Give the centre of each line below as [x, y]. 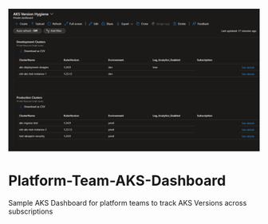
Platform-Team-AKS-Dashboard [117, 181]
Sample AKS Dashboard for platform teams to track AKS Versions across [128, 202]
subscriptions [31, 211]
